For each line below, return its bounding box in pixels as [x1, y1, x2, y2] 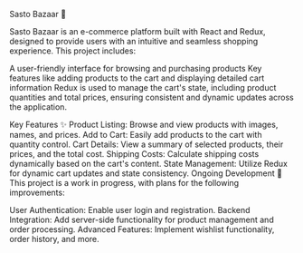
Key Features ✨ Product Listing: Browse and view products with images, [9, 119, 279, 130]
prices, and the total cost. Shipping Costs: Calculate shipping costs [9, 149, 260, 159]
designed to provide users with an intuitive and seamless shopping [9, 36, 259, 46]
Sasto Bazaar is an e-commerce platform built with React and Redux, [9, 26, 266, 36]
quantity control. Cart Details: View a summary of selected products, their [9, 139, 284, 150]
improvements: [9, 187, 65, 198]
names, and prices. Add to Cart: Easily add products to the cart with [9, 130, 262, 140]
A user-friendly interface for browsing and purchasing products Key [9, 63, 262, 73]
